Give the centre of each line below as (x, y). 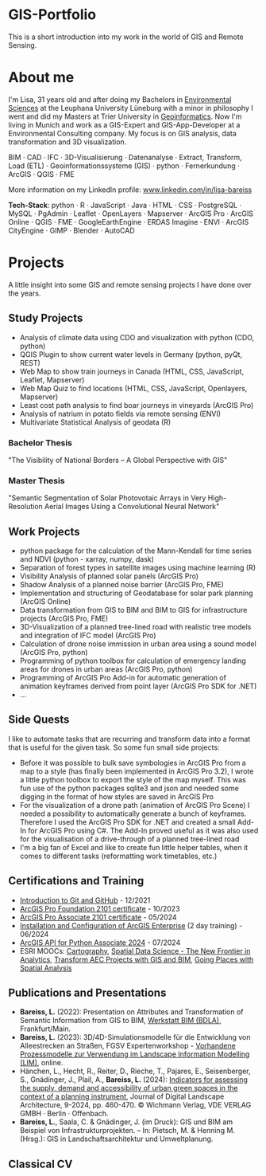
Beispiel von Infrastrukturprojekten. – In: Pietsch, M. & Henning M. (127, 1131)
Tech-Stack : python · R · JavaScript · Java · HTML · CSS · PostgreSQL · (125, 205)
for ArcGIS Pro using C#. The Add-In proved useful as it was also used (143, 830)
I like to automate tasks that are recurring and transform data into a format (129, 739)
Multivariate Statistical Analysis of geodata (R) (95, 422)
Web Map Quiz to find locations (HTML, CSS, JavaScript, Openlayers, (133, 388)
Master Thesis (37, 480)
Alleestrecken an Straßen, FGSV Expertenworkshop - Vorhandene (127, 1046)
